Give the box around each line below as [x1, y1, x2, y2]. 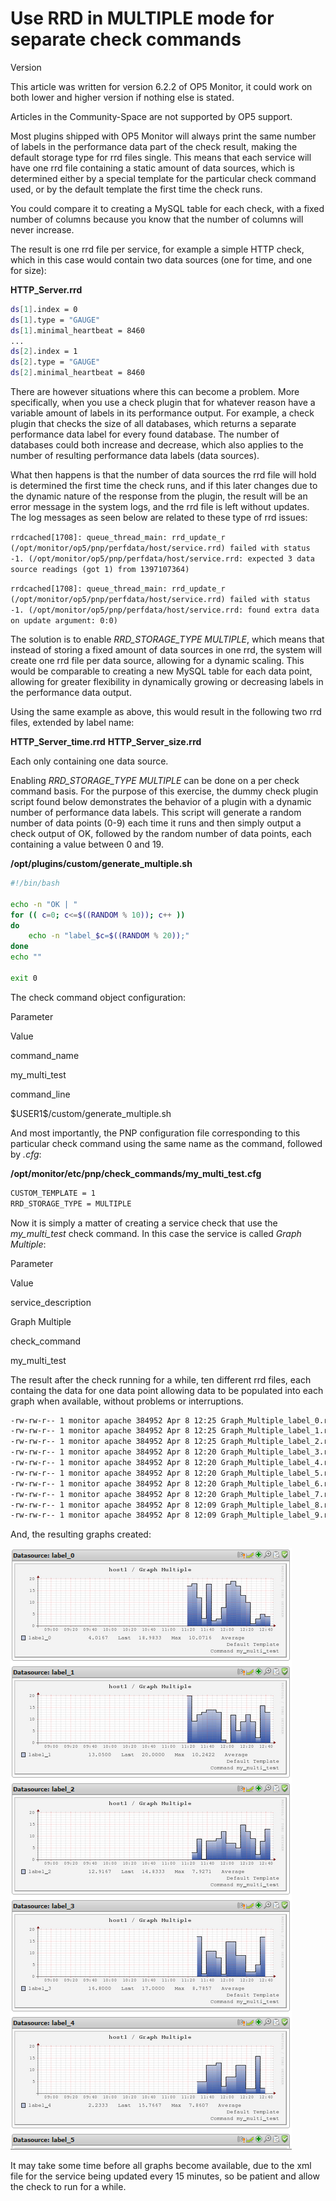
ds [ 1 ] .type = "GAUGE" [10, 315, 101, 325]
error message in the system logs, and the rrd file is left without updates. [10, 501, 310, 513]
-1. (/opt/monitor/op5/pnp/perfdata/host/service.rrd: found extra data [10, 605, 320, 616]
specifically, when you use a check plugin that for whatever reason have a [10, 397, 316, 409]
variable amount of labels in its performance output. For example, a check [10, 407, 315, 419]
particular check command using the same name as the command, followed [10, 1137, 323, 1149]
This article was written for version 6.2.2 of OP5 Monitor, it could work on [10, 80, 313, 92]
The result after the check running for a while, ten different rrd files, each [10, 1373, 312, 1386]
